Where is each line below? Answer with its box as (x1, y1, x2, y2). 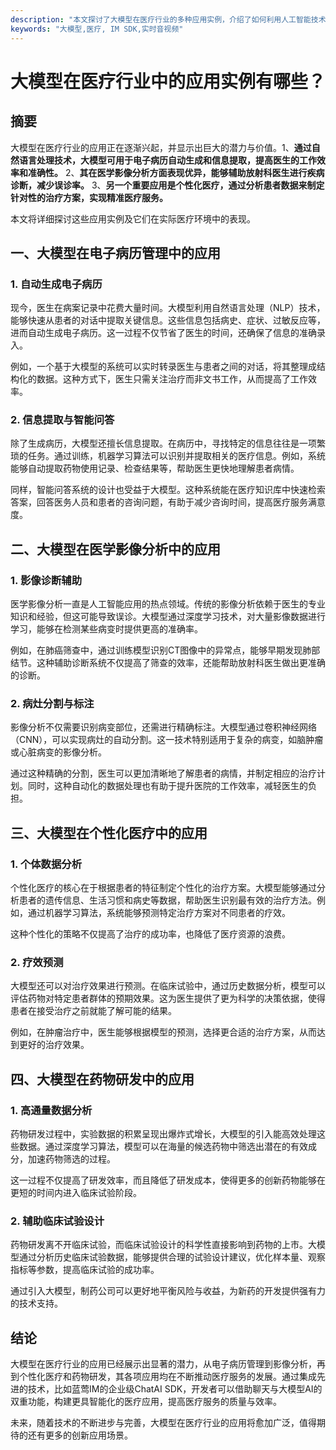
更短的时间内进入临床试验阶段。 (10, 1187, 142, 1199)
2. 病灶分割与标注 (10, 697, 95, 711)
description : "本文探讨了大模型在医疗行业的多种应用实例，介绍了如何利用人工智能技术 (10, 14, 327, 25)
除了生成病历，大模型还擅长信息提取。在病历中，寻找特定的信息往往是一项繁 (10, 437, 326, 450)
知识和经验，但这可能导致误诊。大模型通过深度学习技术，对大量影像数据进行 (10, 611, 326, 623)
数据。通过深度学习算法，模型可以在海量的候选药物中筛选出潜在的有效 (18, 1141, 308, 1153)
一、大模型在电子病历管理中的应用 (10, 244, 221, 261)
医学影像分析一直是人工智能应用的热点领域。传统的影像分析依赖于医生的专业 (10, 598, 326, 610)
